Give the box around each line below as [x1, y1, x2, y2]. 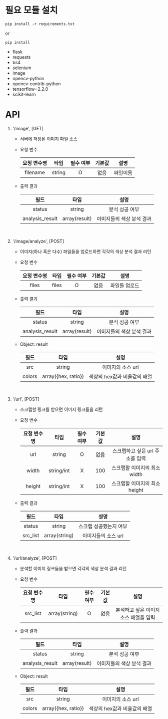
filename [24, 169, 45, 176]
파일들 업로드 [110, 282, 139, 289]
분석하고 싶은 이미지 [115, 606, 160, 613]
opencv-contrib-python [12, 81, 61, 87]
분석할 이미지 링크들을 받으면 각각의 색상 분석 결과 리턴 [19, 565, 127, 571]
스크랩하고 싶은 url [112, 447, 154, 454]
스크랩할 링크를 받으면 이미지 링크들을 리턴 [19, 406, 103, 412]
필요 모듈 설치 [5, 5, 58, 16]
